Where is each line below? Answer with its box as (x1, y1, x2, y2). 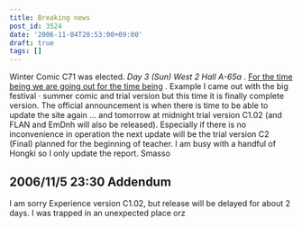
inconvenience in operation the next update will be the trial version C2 (9, 129, 270, 140)
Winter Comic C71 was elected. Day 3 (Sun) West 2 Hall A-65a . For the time (9, 71, 293, 82)
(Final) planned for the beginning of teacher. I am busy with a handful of (9, 139, 277, 150)
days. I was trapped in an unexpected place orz (9, 207, 187, 218)
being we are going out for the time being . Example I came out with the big (9, 81, 288, 92)
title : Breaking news (9, 13, 91, 23)
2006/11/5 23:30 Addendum (9, 174, 171, 189)
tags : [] (9, 47, 42, 56)
